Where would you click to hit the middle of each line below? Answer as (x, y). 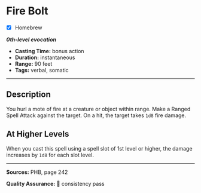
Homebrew (28, 27)
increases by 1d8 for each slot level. (50, 155)
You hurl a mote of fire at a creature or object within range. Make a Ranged (98, 109)
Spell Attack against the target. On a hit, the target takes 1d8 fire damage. (96, 115)
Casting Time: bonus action (50, 51)
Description (28, 95)
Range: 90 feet (33, 64)
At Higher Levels (38, 134)
